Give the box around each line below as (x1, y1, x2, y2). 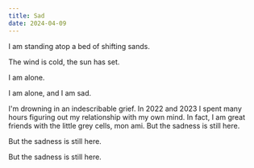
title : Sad (8, 11, 45, 20)
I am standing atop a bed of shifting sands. (8, 41, 151, 51)
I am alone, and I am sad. (8, 88, 92, 97)
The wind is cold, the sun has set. (8, 57, 120, 67)
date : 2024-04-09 (8, 19, 67, 27)
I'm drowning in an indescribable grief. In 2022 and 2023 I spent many (8, 104, 242, 113)
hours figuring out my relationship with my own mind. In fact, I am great (8, 112, 246, 121)
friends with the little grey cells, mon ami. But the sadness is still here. (8, 121, 240, 130)
